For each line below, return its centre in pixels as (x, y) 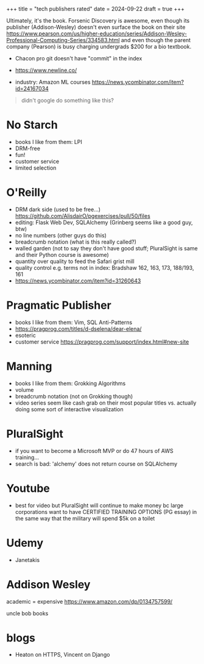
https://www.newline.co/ (46, 70)
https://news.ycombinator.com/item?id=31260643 (78, 281)
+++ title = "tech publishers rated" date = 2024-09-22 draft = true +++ (95, 9)
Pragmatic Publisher (59, 305)
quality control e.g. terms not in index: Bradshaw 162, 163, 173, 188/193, (104, 267)
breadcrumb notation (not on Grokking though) (74, 396)
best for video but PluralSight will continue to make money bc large (99, 505)
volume (24, 389)
